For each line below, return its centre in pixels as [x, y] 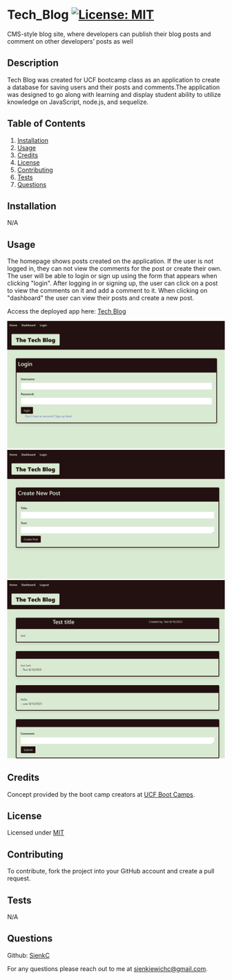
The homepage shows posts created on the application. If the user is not [110, 261]
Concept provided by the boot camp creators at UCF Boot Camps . [101, 794]
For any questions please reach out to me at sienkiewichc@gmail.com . [108, 968]
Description [33, 63]
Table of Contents [47, 124]
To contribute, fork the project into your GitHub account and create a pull [111, 871]
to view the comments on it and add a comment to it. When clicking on [107, 291]
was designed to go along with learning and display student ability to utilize [114, 94]
